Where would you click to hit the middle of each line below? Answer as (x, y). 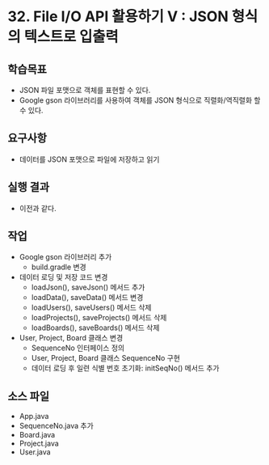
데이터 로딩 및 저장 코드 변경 (63, 277)
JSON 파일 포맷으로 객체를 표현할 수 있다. (85, 90)
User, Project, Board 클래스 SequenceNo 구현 (106, 358)
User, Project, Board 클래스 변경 (71, 338)
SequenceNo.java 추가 (56, 426)
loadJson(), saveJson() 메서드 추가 (88, 287)
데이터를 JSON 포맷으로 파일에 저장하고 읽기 (89, 159)
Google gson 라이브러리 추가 (65, 257)
